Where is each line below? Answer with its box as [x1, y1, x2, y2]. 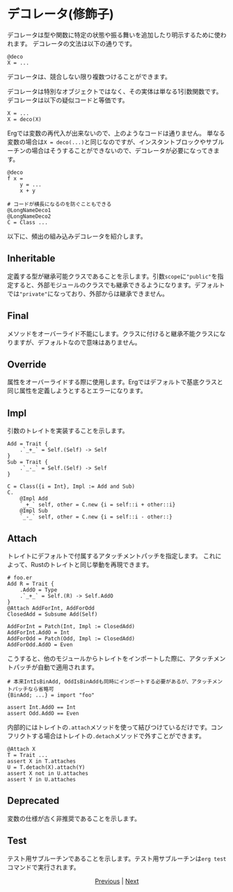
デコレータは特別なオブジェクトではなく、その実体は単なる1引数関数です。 [7, 87, 223, 95]
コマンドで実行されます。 [7, 863, 80, 871]
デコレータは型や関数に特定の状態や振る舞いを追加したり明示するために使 [7, 31, 220, 39]
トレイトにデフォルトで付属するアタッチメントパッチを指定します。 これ [7, 552, 216, 560]
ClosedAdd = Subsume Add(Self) [7, 611, 98, 618]
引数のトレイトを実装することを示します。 [7, 427, 129, 435]
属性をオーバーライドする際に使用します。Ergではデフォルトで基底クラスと [7, 378, 224, 386]
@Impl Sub [19, 507, 49, 515]
